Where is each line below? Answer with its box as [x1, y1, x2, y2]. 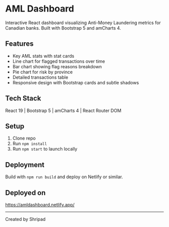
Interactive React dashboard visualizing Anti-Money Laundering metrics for [5, 20, 161, 26]
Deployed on [5, 188, 46, 197]
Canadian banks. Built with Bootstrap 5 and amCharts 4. [5, 25, 121, 31]
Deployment [5, 160, 45, 169]
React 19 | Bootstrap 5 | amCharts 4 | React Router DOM [5, 107, 122, 113]
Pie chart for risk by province [12, 69, 73, 75]
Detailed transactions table [12, 74, 68, 80]
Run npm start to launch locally [12, 146, 77, 152]
